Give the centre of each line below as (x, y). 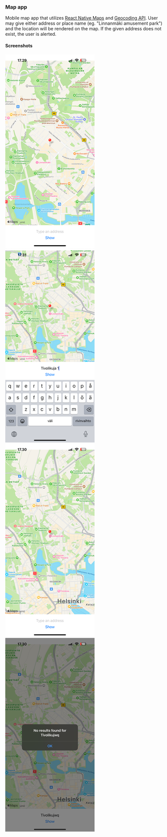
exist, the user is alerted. (31, 34)
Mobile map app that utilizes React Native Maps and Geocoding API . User (81, 18)
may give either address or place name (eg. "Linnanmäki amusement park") (84, 23)
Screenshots (19, 45)
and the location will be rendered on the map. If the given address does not (83, 29)
